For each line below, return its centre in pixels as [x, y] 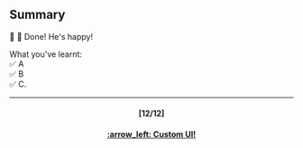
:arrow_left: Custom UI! [151, 134]
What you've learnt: [46, 54]
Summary [37, 15]
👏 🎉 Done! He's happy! [51, 36]
